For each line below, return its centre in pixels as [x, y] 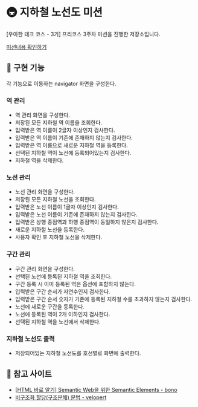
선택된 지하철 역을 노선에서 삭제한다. [58, 322]
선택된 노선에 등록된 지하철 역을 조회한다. [63, 276]
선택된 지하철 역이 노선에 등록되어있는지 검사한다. [73, 153]
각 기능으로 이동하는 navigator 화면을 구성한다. [61, 83]
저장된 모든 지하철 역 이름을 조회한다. [59, 123]
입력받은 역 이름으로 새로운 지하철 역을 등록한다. [71, 145]
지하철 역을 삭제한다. [39, 160]
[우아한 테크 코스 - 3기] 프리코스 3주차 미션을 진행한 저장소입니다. [84, 34]
